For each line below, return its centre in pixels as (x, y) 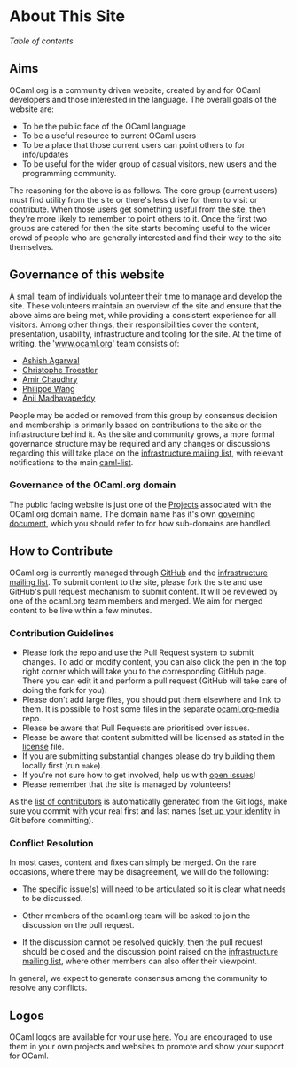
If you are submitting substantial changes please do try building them (148, 756)
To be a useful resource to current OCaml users (109, 136)
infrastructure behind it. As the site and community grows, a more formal (142, 434)
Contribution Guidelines (62, 633)
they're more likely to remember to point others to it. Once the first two (138, 218)
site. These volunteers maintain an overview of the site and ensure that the (145, 305)
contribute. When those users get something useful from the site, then (137, 209)
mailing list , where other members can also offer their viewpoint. (140, 961)
